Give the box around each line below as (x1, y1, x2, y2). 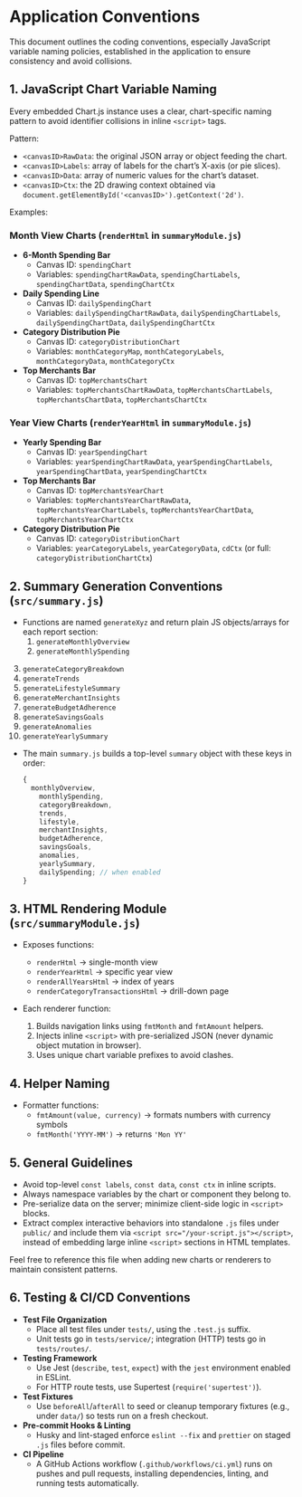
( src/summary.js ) (9, 593, 104, 608)
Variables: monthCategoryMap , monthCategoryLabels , (35, 346, 224, 357)
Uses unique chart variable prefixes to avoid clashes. (35, 1050, 234, 1061)
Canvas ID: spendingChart (35, 260, 132, 271)
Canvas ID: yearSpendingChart (35, 446, 148, 458)
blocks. (22, 1207, 51, 1218)
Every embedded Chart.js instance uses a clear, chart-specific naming (9, 106, 272, 117)
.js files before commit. (35, 1439, 126, 1450)
